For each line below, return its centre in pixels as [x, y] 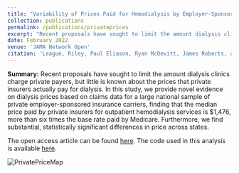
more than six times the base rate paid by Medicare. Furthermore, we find [115, 119]
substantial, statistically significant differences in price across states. [108, 127]
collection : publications [46, 21]
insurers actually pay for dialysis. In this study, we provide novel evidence [115, 89]
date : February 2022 [38, 41]
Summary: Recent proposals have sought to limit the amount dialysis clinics [118, 74]
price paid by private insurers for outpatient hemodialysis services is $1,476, [119, 112]
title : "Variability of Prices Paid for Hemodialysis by [94, 14]
